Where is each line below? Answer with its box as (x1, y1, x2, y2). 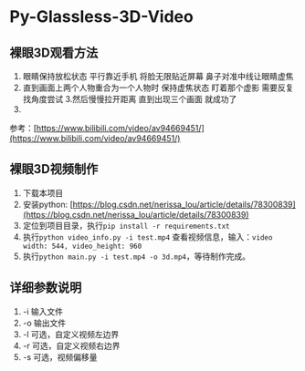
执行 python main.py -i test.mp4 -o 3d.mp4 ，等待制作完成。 (22, 251, 251, 262)
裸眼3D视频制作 (9, 161, 99, 177)
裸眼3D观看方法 (9, 45, 99, 60)
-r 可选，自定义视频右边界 (22, 340, 121, 351)
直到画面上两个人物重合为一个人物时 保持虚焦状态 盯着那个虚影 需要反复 (22, 82, 294, 93)
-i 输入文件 (22, 305, 64, 316)
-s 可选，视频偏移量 (22, 351, 98, 362)
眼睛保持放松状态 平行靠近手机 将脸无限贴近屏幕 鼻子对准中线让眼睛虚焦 (22, 71, 294, 81)
